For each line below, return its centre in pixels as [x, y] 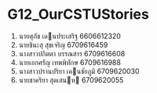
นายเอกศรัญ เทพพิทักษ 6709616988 [69, 62]
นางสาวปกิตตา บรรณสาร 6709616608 [72, 53]
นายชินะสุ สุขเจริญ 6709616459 [63, 45]
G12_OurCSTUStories [78, 14]
